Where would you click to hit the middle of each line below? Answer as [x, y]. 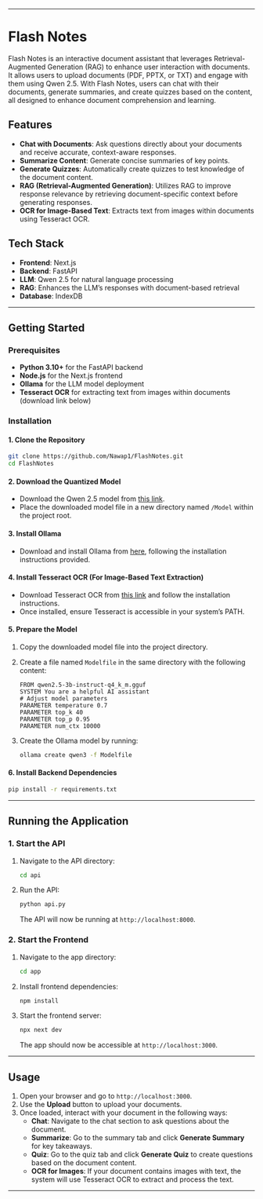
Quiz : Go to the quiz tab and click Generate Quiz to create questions [142, 1154]
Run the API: [40, 890]
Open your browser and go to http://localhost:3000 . [106, 1096]
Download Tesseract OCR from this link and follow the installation [125, 594]
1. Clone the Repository [47, 440]
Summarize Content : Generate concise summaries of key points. [124, 160]
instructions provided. [55, 559]
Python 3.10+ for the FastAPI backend [81, 367]
